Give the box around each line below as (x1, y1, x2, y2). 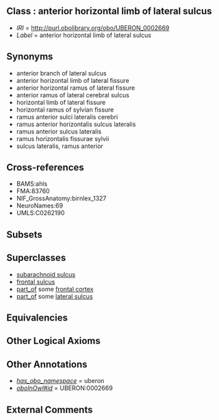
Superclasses (6, 252, 66, 264)
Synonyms (6, 51, 53, 62)
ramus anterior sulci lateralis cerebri (16, 112, 118, 121)
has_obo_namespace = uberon (16, 377, 105, 385)
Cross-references (6, 162, 85, 173)
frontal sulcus (16, 277, 55, 286)
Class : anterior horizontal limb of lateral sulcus (6, 5, 213, 17)
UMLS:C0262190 (16, 209, 65, 217)
